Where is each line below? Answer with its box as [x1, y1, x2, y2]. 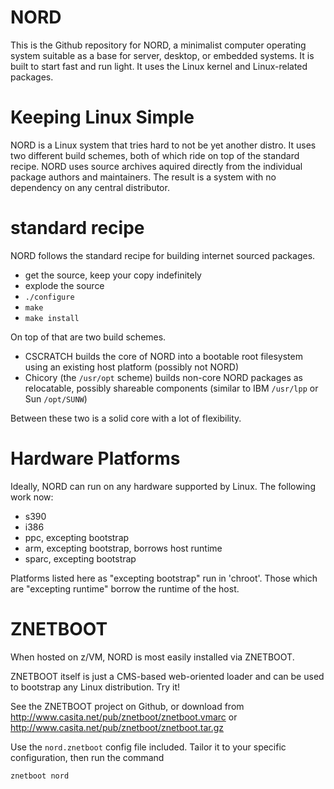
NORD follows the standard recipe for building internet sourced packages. [10, 249, 316, 261]
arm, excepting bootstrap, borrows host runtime [24, 542, 223, 554]
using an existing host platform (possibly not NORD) [24, 361, 239, 373]
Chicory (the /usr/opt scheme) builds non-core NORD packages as [24, 371, 303, 383]
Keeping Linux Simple [10, 106, 195, 129]
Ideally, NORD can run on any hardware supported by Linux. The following [10, 480, 316, 492]
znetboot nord [10, 771, 70, 781]
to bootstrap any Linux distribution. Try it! [10, 681, 181, 693]
